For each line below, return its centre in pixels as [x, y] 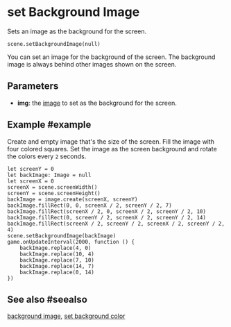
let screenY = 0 [31, 169]
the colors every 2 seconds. [47, 156]
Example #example [49, 125]
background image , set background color [66, 316]
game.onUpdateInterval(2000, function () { [71, 242]
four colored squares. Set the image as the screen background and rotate [112, 149]
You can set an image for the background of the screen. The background [111, 57]
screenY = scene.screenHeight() [54, 193]
